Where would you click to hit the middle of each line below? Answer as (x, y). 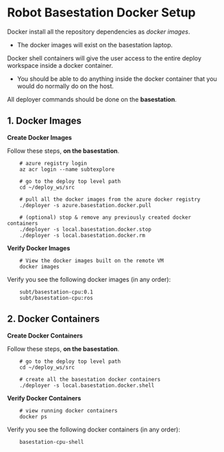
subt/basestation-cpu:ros (57, 298)
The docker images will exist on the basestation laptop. (95, 45)
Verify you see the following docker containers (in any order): (94, 429)
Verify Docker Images (39, 248)
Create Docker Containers (45, 335)
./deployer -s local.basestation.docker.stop (86, 229)
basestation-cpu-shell (52, 442)
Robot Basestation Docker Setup (102, 13)
